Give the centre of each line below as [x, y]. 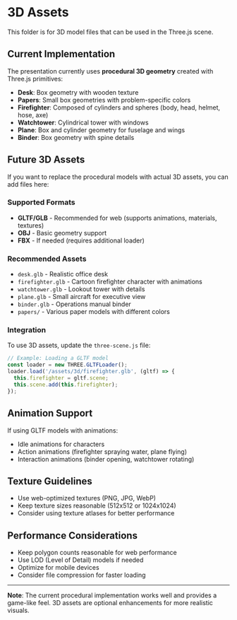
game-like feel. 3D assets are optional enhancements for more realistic [110, 603]
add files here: [28, 184]
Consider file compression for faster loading [81, 575]
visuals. [18, 610]
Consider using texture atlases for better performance [96, 513]
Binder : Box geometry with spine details [76, 137]
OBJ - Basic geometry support [62, 233]
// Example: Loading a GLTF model [58, 358]
